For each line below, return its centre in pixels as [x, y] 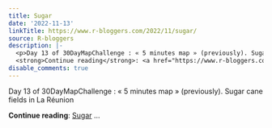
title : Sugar [30, 16]
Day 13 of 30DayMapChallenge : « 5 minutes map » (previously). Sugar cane [136, 91]
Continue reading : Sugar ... [54, 115]
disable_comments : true [49, 68]
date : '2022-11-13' [41, 23]
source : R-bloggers [41, 38]
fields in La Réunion [41, 99]
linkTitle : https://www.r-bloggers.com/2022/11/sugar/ [103, 31]
